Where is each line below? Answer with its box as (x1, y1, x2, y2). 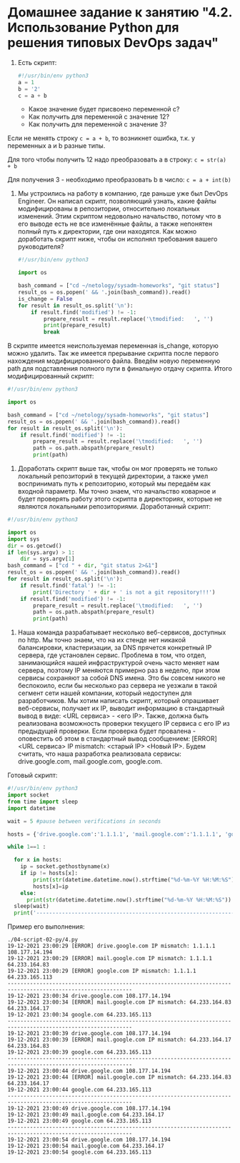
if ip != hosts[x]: (20, 869, 79, 877)
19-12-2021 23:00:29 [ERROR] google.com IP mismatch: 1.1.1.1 (7, 967, 196, 975)
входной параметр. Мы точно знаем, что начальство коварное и (17, 487, 216, 496)
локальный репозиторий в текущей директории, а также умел (17, 472, 209, 481)
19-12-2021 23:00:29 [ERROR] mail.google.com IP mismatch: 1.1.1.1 (7, 955, 213, 962)
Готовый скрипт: (7, 771, 58, 779)
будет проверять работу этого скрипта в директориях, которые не (17, 494, 222, 504)
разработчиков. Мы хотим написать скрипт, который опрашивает (17, 697, 219, 705)
